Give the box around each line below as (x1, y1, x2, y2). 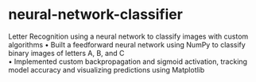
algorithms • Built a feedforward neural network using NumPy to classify (8, 39, 246, 49)
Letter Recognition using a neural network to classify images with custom (8, 32, 249, 41)
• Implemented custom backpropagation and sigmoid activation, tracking (8, 57, 248, 66)
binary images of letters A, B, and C (8, 48, 125, 58)
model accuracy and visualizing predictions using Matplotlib (8, 65, 205, 74)
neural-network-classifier (8, 6, 183, 24)
